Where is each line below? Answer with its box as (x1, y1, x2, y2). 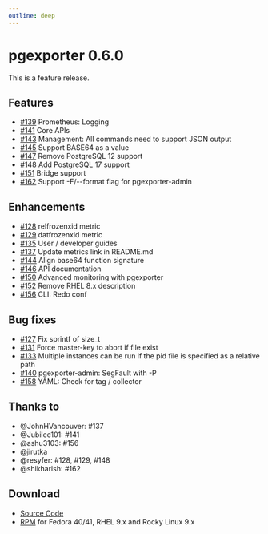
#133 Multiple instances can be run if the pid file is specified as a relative (19, 351, 260, 361)
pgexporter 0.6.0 (8, 46, 124, 64)
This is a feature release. (8, 73, 90, 83)
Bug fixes (8, 313, 57, 326)
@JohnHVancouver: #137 (19, 421, 104, 431)
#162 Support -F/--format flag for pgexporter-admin (19, 177, 192, 187)
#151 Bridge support (19, 168, 86, 178)
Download (8, 487, 60, 501)
